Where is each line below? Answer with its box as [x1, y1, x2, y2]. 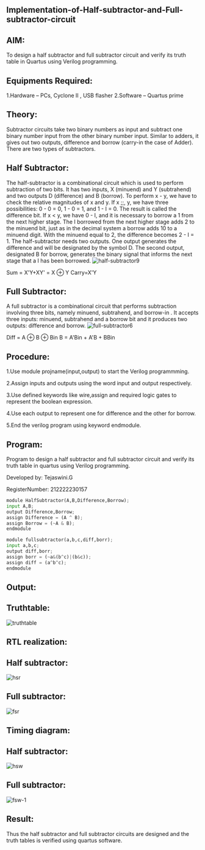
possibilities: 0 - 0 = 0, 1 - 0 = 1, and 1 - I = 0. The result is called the [6, 205, 177, 212]
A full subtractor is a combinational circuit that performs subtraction [6, 302, 177, 310]
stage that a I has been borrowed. [6, 256, 92, 264]
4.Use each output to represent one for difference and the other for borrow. [6, 410, 196, 417]
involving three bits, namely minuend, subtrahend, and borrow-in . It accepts [6, 309, 199, 316]
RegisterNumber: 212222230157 [6, 485, 87, 493]
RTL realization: [6, 637, 68, 647]
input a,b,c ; [6, 543, 40, 549]
